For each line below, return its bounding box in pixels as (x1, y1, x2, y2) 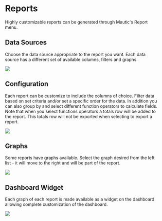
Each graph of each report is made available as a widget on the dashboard (5, 196, 155, 202)
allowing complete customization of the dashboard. (5, 201, 108, 207)
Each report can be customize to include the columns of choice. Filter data (5, 93, 155, 99)
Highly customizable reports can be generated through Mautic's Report (5, 19, 148, 25)
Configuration (5, 80, 49, 88)
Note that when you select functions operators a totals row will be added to (5, 108, 156, 114)
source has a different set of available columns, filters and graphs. (5, 57, 138, 62)
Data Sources (5, 39, 47, 47)
